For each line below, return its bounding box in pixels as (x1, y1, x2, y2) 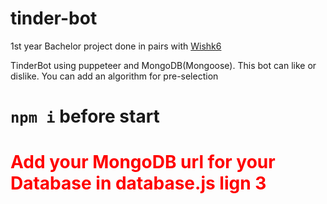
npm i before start (10, 105, 160, 128)
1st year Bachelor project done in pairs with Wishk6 (10, 40, 222, 52)
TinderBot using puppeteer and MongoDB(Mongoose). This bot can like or (10, 59, 317, 71)
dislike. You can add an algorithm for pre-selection (10, 70, 219, 82)
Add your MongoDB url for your (10, 151, 276, 174)
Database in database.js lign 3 (10, 172, 267, 195)
